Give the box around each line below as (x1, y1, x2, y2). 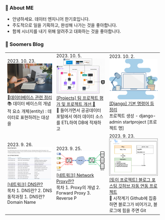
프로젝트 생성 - (109, 113, 138, 119)
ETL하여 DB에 (61, 120, 88, 125)
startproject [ (122, 119, 149, 125)
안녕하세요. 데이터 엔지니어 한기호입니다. (12, 16, 90, 22)
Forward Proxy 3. (56, 190, 91, 196)
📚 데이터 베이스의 (7, 100, 42, 107)
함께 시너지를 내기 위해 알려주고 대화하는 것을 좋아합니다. (12, 28, 121, 34)
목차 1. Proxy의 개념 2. (56, 184, 101, 190)
